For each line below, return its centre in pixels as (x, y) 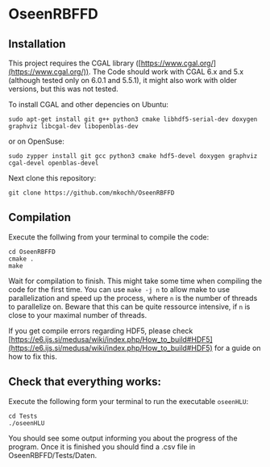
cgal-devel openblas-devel (54, 163)
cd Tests (23, 416)
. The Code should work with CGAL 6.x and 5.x (166, 72)
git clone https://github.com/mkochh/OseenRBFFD (91, 193)
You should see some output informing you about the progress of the (123, 438)
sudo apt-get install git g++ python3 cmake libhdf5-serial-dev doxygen (133, 119)
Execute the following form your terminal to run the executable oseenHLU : (128, 401)
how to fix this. (33, 357)
